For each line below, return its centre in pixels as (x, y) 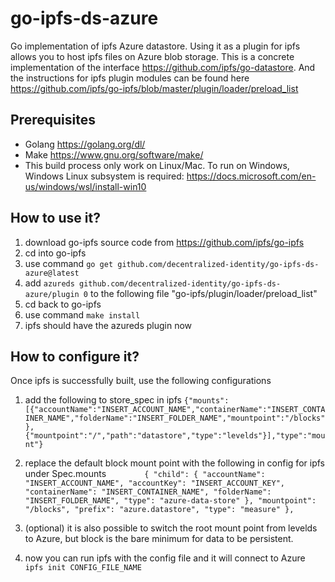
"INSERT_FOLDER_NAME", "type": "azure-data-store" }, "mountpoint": (170, 501)
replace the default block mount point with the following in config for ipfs (174, 463)
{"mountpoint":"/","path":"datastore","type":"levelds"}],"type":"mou (175, 436)
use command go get (69, 263)
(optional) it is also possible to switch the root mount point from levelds (171, 528)
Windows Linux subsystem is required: (104, 176)
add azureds (49, 283)
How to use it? (55, 218)
